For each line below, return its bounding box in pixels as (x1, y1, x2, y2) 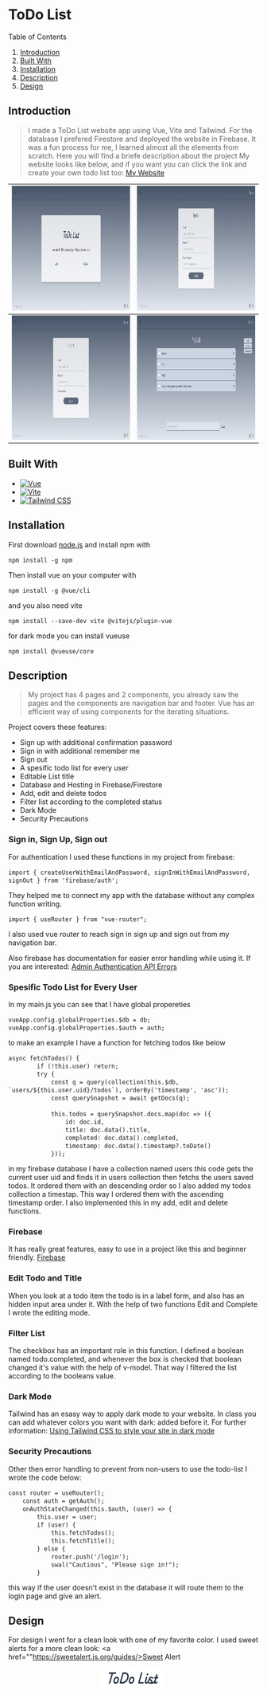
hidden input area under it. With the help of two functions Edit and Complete (8, 1299, 258, 1308)
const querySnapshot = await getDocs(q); (50, 1094, 191, 1103)
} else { (37, 1544, 66, 1553)
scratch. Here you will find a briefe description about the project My (27, 151, 250, 160)
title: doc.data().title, (64, 1126, 151, 1135)
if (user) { (37, 1520, 77, 1529)
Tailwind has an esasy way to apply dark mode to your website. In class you (8, 1409, 257, 1419)
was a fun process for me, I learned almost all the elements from (27, 142, 239, 152)
